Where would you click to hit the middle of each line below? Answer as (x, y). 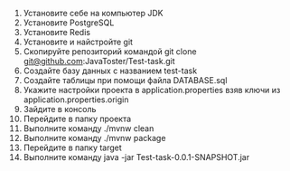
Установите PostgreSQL (69, 23)
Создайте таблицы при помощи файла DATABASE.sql (125, 80)
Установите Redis (57, 32)
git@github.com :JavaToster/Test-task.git (99, 61)
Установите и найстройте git (78, 42)
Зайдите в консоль (60, 109)
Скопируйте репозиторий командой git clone (110, 52)
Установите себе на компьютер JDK (93, 13)
